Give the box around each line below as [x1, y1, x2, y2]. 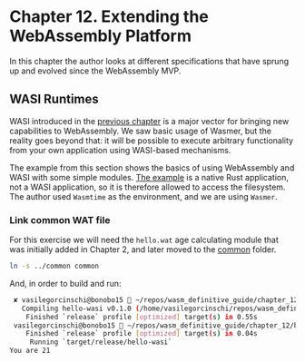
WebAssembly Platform [9, 25, 192, 46]
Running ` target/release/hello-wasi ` [29, 338, 172, 347]
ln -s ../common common [9, 261, 100, 271]
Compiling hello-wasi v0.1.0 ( [21, 304, 141, 313]
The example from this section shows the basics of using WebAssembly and [9, 161, 295, 173]
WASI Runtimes [9, 92, 100, 107]
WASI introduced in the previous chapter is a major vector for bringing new [9, 115, 290, 126]
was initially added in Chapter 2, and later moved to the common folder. [9, 244, 277, 255]
